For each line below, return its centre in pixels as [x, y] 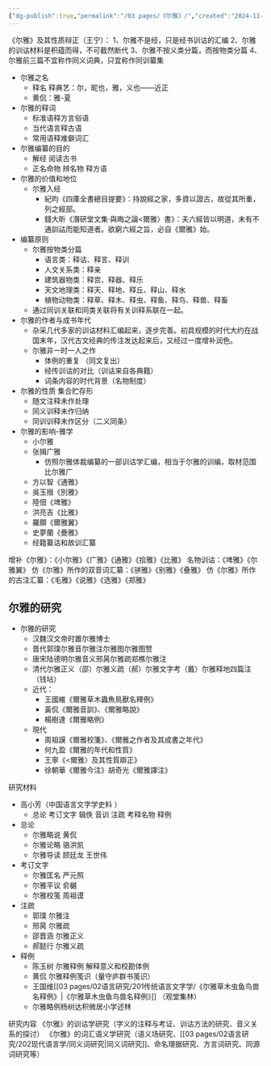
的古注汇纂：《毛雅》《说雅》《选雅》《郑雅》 [79, 580]
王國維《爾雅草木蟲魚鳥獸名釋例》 [101, 700]
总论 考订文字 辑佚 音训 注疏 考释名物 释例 [102, 814]
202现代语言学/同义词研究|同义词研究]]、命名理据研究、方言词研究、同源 [139, 1044]
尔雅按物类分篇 [57, 249]
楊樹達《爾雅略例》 [76, 720]
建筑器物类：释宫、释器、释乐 [94, 279]
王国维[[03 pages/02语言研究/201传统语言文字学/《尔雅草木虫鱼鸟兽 [146, 987]
